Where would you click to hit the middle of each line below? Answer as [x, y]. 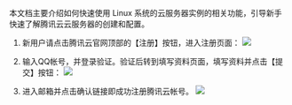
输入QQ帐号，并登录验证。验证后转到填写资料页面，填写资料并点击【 [149, 61]
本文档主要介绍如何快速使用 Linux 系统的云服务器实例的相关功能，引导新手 [146, 13]
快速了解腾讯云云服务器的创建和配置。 [79, 24]
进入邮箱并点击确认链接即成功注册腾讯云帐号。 [107, 91]
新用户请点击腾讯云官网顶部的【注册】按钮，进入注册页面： [131, 43]
